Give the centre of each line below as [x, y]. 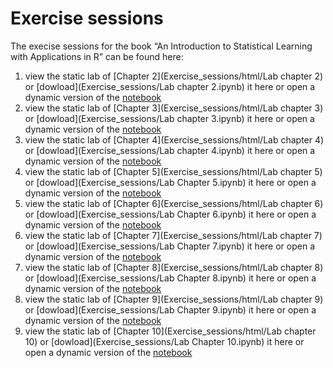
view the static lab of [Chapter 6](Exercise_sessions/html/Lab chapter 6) [174, 203]
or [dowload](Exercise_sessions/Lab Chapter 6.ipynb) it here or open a [170, 214]
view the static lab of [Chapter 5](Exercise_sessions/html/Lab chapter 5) [173, 171]
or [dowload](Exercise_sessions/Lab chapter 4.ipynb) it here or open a [170, 150]
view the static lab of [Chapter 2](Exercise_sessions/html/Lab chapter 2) [174, 76]
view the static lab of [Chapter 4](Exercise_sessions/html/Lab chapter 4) [174, 139]
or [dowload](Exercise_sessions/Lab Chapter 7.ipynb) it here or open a [169, 246]
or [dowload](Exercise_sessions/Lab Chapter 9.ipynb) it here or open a [170, 309]
